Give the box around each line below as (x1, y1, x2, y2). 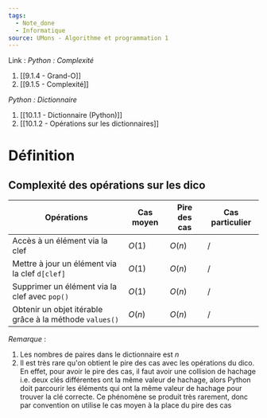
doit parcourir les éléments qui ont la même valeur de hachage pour (19, 384, 242, 393)
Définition (8, 146, 75, 165)
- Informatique (15, 26, 66, 34)
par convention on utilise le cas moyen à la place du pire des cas (19, 400, 232, 410)
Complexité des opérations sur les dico (8, 178, 206, 192)
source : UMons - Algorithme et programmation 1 (8, 33, 169, 42)
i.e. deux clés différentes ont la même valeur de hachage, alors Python (19, 375, 252, 385)
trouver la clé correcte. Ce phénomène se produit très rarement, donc (19, 392, 249, 402)
